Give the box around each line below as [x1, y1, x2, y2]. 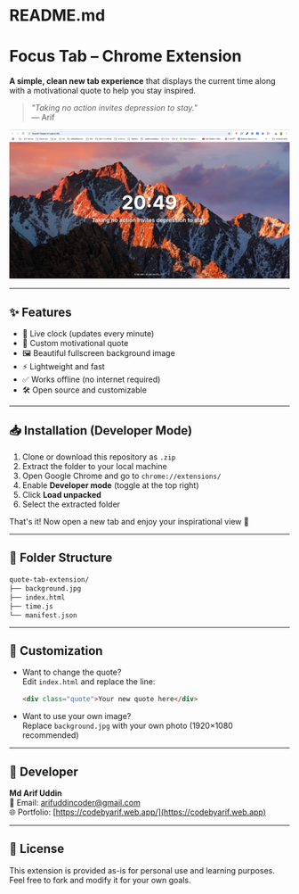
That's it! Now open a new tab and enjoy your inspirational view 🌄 [9, 516, 249, 526]
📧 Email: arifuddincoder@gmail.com [9, 798, 141, 808]
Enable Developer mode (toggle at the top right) [21, 479, 199, 491]
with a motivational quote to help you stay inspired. [9, 86, 196, 96]
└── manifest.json [9, 610, 77, 620]
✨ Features [9, 304, 72, 319]
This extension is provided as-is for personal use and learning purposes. [9, 865, 276, 875]
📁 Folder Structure [9, 550, 113, 566]
